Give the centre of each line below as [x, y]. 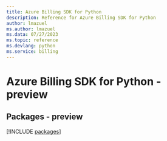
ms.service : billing [32, 52]
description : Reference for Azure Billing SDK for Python [81, 18]
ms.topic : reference [32, 40]
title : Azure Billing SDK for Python [54, 12]
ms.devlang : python [31, 46]
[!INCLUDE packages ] [34, 131]
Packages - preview [45, 117]
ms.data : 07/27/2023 [32, 35]
